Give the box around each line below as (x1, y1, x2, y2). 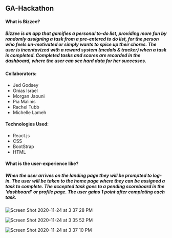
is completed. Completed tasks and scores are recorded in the (5, 52, 141, 58)
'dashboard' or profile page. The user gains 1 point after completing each (5, 189, 165, 195)
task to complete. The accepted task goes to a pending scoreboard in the (5, 183, 165, 189)
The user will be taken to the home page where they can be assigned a (12, 177, 165, 184)
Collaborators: (5, 70, 37, 77)
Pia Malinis (12, 98, 36, 104)
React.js (12, 132, 30, 138)
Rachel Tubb (12, 104, 39, 110)
